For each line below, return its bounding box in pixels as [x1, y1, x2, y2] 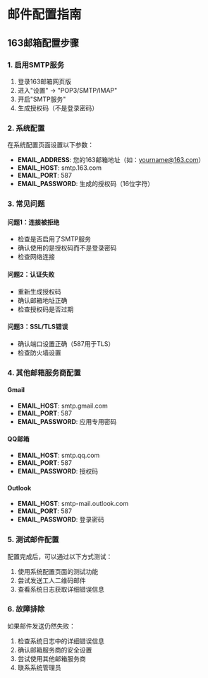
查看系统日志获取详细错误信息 [17, 585, 104, 593]
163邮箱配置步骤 [7, 37, 80, 49]
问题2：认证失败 [7, 270, 55, 278]
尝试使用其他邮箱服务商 [17, 654, 86, 662]
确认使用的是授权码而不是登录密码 [17, 243, 117, 252]
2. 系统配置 [7, 123, 45, 133]
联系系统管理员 [17, 663, 61, 672]
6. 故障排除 [7, 604, 45, 614]
